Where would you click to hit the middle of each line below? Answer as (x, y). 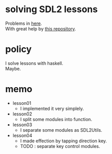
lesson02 (22, 114)
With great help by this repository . (41, 28)
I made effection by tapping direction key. (64, 141)
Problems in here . (24, 23)
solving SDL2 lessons (51, 9)
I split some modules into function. (56, 119)
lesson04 (22, 135)
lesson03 (22, 125)
